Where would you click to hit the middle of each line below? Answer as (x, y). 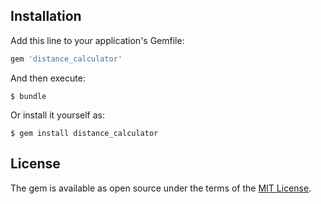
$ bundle (28, 96)
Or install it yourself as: (57, 115)
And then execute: (48, 78)
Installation (46, 16)
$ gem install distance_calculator (84, 133)
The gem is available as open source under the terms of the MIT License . (161, 188)
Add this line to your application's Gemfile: (97, 40)
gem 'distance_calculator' (66, 59)
